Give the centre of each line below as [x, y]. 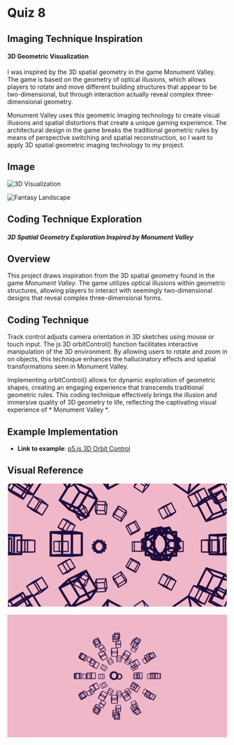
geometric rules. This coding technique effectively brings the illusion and [112, 395]
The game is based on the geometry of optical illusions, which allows [107, 79]
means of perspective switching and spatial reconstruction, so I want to [110, 137]
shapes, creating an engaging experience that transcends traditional [105, 388]
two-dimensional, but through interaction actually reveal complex [101, 94]
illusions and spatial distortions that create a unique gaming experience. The [117, 122]
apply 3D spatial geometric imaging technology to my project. [96, 145]
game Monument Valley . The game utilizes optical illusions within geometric [116, 283]
